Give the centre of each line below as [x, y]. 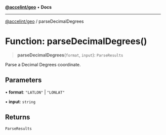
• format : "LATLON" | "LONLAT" [35, 92]
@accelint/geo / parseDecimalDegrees [44, 21]
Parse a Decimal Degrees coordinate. [43, 64]
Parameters [23, 80]
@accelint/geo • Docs [28, 7]
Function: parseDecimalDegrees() [76, 41]
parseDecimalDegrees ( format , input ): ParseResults [70, 55]
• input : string [20, 101]
